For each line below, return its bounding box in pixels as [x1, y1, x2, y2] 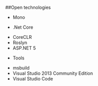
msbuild [12, 65, 30, 71]
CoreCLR [12, 34, 32, 40]
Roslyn [12, 39, 27, 46]
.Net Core [12, 24, 33, 30]
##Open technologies [5, 5, 51, 10]
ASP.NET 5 [12, 45, 36, 51]
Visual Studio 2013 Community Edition [12, 70, 93, 76]
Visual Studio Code [12, 76, 54, 81]
